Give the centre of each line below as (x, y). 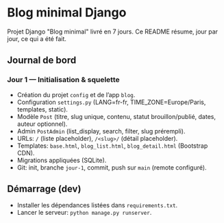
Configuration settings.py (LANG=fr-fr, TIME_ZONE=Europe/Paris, (111, 102)
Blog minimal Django (67, 13)
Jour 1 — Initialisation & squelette (63, 80)
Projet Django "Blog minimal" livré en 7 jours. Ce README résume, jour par (112, 31)
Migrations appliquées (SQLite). (62, 160)
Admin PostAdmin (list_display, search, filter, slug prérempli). (101, 131)
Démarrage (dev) (44, 189)
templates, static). (42, 109)
